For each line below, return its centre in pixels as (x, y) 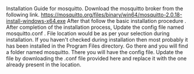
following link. (23, 15)
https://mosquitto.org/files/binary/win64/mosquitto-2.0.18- (111, 15)
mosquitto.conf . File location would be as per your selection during (88, 33)
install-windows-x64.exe (36, 21)
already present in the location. (44, 65)
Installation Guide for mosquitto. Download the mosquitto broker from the (95, 9)
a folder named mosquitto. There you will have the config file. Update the (95, 52)
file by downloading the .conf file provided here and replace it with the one (96, 58)
